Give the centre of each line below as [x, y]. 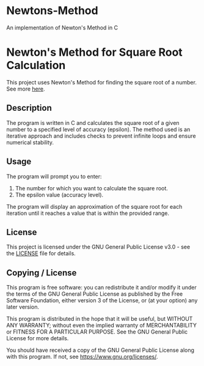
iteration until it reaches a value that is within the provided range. [88, 213]
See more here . [26, 89]
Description [29, 108]
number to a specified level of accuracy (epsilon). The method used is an [98, 129]
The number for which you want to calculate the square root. [91, 188]
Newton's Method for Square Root [95, 52]
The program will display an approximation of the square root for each [94, 206]
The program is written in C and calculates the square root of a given [93, 122]
